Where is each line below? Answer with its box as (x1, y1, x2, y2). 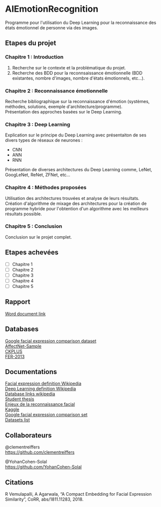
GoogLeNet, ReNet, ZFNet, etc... (5, 172, 70, 178)
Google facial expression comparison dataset (5, 338, 96, 344)
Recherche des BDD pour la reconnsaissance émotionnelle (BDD (12, 70, 143, 76)
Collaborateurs (5, 431, 52, 440)
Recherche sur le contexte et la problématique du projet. (12, 65, 126, 70)
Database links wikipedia (5, 391, 55, 397)
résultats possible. (5, 211, 43, 217)
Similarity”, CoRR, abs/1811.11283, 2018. (5, 496, 84, 502)
